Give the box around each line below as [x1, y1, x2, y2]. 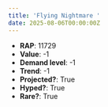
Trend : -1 [19, 66, 50, 75]
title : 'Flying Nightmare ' [8, 11, 101, 20]
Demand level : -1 [19, 57, 76, 67]
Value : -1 [19, 49, 50, 59]
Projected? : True [19, 75, 76, 84]
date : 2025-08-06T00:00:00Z [8, 19, 101, 27]
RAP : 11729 [19, 40, 57, 50]
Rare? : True [19, 91, 58, 101]
